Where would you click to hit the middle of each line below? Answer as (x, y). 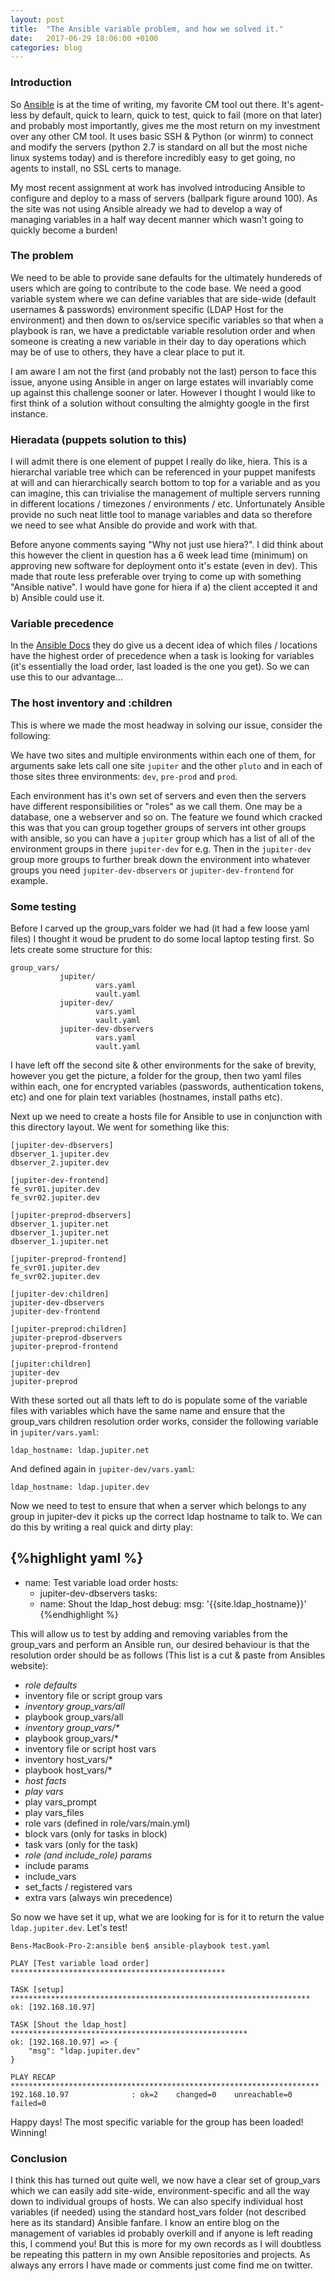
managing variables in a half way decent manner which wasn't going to (157, 219)
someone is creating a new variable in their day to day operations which (158, 341)
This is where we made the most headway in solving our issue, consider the (166, 725)
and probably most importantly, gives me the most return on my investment (165, 125)
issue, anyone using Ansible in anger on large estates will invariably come (162, 382)
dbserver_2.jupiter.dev (60, 1163)
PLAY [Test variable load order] (80, 1963)
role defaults (51, 1685)
